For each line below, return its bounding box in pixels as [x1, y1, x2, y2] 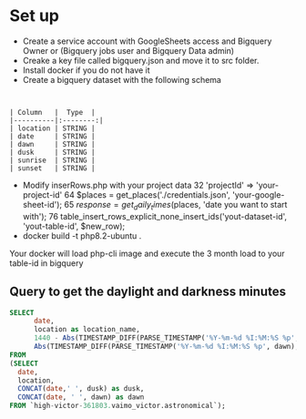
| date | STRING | [9, 131, 96, 141]
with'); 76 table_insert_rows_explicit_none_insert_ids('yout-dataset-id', [22, 210, 288, 221]
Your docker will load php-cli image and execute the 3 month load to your [9, 248, 285, 259]
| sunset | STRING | [9, 163, 96, 173]
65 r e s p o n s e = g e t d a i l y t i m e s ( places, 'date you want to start [63, 199, 288, 212]
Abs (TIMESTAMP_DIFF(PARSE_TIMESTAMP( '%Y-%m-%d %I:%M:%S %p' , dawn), [33, 342, 300, 352]
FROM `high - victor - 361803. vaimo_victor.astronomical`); [9, 402, 226, 411]
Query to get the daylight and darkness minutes [9, 284, 287, 300]
